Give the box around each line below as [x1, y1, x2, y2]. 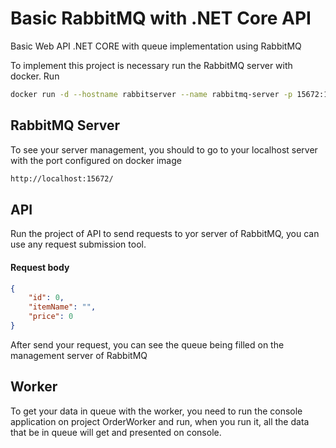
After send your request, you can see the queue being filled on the [10, 338, 285, 351]
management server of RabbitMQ [10, 349, 148, 361]
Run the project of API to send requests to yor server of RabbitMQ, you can [10, 228, 320, 240]
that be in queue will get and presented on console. [10, 426, 222, 438]
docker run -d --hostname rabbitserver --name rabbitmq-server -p [10, 89, 293, 99]
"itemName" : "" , [28, 302, 97, 312]
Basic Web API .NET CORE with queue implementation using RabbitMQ [10, 40, 302, 52]
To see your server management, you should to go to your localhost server [10, 143, 318, 156]
